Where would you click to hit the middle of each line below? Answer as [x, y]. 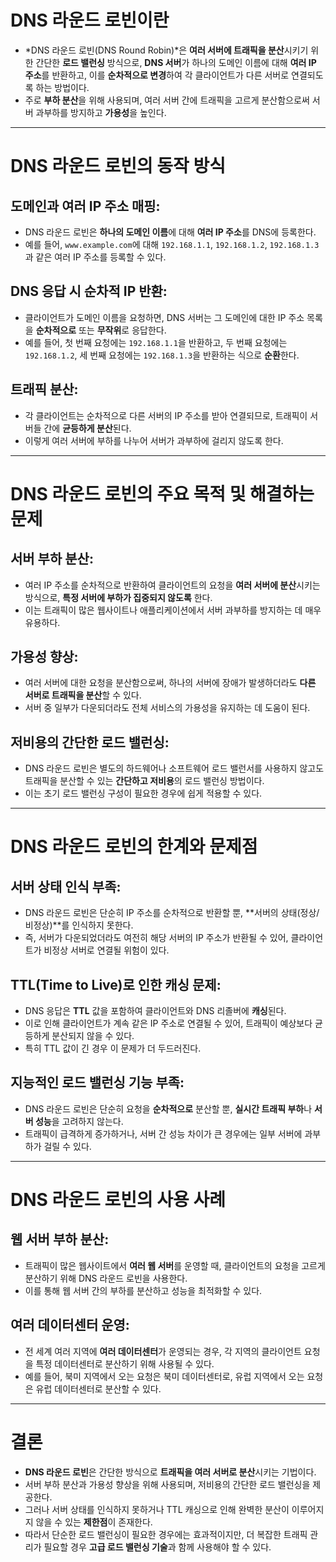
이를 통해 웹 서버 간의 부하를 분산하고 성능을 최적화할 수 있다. [143, 1290]
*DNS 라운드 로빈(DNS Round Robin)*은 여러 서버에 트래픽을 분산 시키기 [166, 50]
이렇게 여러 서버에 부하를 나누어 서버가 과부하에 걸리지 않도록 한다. [154, 440]
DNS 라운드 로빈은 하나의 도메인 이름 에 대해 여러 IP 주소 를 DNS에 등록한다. [170, 232]
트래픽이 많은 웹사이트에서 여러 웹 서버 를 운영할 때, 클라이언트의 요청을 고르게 [175, 1265]
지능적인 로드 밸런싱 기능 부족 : [97, 1082]
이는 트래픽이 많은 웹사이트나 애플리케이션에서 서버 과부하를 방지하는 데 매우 [173, 610]
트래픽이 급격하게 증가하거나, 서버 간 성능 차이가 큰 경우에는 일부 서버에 [163, 1133]
